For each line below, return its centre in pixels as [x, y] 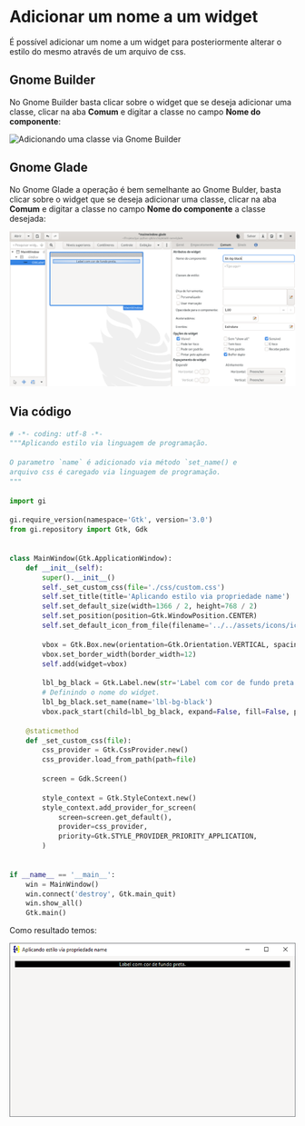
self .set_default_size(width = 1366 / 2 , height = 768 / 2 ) [150, 606]
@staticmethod [52, 731]
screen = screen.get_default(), [115, 817]
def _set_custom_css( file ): [79, 741]
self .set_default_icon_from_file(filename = [125, 626]
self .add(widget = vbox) [85, 664]
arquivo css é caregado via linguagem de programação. [115, 473]
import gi [28, 501]
